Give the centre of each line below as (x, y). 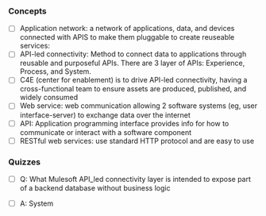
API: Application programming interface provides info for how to (124, 123)
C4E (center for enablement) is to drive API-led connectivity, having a (133, 80)
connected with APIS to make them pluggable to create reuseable (127, 37)
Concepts (28, 11)
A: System (37, 203)
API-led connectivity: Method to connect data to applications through (133, 54)
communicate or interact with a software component (106, 132)
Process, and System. (55, 71)
